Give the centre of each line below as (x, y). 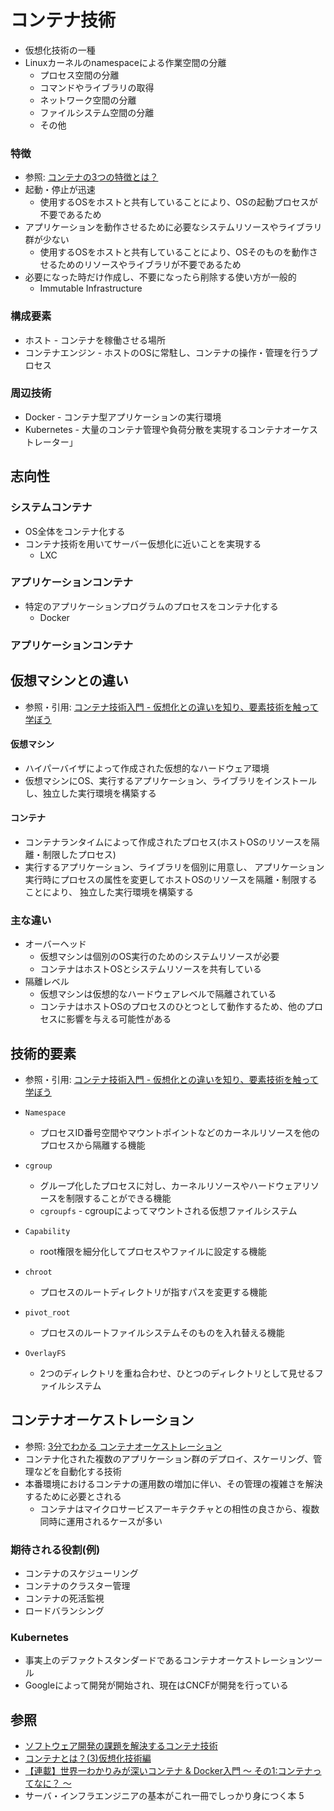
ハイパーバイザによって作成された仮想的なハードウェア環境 (147, 768)
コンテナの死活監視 (64, 1598)
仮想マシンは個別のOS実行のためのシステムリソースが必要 (159, 957)
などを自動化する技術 (77, 1471)
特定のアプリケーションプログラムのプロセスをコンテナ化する (151, 606)
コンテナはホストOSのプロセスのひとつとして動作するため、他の (172, 1007)
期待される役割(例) (55, 1549)
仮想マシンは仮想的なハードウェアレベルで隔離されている (158, 994)
